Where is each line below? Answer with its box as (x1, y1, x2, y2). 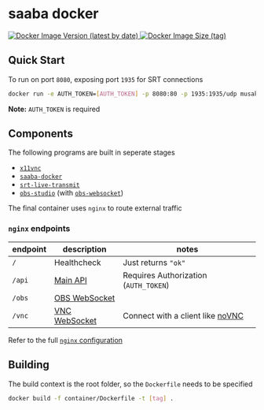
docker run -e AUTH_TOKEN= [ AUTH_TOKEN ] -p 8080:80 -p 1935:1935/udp (8, 90, 237, 98)
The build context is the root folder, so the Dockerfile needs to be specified (8, 379, 253, 389)
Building (8, 358, 49, 371)
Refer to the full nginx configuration (8, 335, 123, 345)
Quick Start (8, 54, 65, 67)
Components (8, 127, 73, 140)
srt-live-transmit (19, 181, 80, 189)
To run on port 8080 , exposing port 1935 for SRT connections (8, 74, 203, 84)
